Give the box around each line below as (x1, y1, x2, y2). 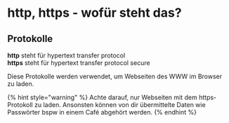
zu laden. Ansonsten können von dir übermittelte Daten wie (34, 101, 206, 109)
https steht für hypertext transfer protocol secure (7, 59, 150, 67)
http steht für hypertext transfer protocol (7, 51, 126, 59)
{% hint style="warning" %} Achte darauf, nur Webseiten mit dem (7, 93, 198, 101)
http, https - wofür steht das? (7, 5, 182, 21)
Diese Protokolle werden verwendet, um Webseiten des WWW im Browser (7, 72, 223, 80)
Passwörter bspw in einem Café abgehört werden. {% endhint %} (7, 108, 197, 116)
